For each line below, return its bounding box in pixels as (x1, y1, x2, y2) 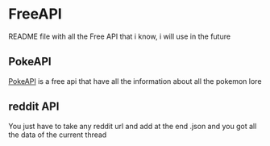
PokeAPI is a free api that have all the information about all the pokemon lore (8, 76, 262, 86)
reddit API (8, 100, 60, 114)
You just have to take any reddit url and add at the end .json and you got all (8, 121, 257, 131)
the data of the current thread (8, 130, 107, 140)
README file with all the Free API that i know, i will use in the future (8, 31, 231, 41)
